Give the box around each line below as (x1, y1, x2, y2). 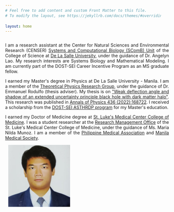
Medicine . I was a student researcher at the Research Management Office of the (5, 119, 169, 125)
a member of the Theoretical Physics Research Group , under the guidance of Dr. (5, 83, 169, 89)
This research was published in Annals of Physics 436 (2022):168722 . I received (5, 99, 169, 105)
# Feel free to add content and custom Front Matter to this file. (5, 8, 147, 13)
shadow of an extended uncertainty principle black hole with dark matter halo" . (5, 94, 169, 100)
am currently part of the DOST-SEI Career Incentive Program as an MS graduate (5, 63, 169, 69)
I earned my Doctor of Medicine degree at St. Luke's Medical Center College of (5, 114, 169, 120)
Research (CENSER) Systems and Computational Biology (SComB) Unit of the (5, 48, 169, 53)
